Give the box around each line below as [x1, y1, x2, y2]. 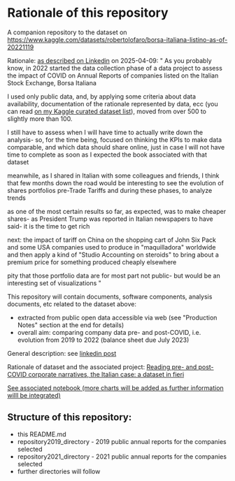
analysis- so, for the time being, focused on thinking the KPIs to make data [7, 135, 222, 144]
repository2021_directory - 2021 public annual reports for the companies [17, 452, 227, 461]
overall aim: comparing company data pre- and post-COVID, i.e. [17, 328, 201, 336]
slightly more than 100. [7, 114, 73, 123]
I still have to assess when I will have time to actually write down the [7, 128, 204, 136]
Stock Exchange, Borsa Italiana [7, 78, 97, 87]
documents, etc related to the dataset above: [7, 299, 136, 308]
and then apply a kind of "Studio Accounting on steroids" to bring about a [7, 250, 219, 259]
